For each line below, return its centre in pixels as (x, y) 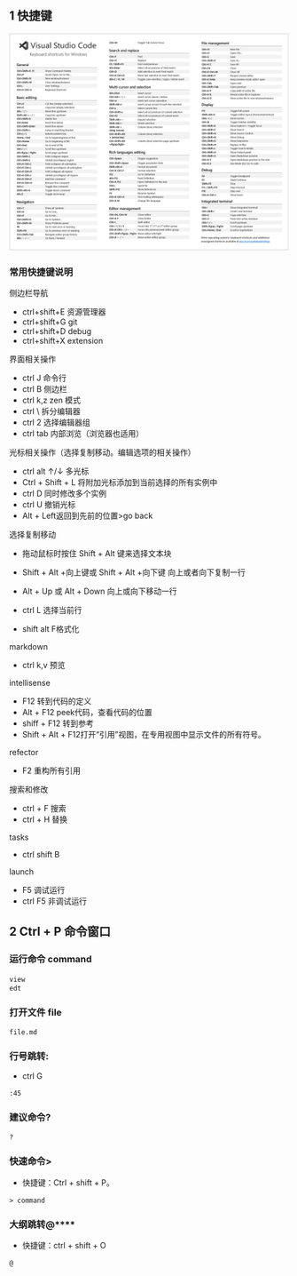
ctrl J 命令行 (44, 378)
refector (24, 752)
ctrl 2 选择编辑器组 (56, 422)
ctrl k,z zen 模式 (51, 400)
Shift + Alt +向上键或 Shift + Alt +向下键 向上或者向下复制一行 (133, 572)
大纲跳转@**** (42, 1224)
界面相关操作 (32, 359)
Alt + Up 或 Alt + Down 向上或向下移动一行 (99, 591)
